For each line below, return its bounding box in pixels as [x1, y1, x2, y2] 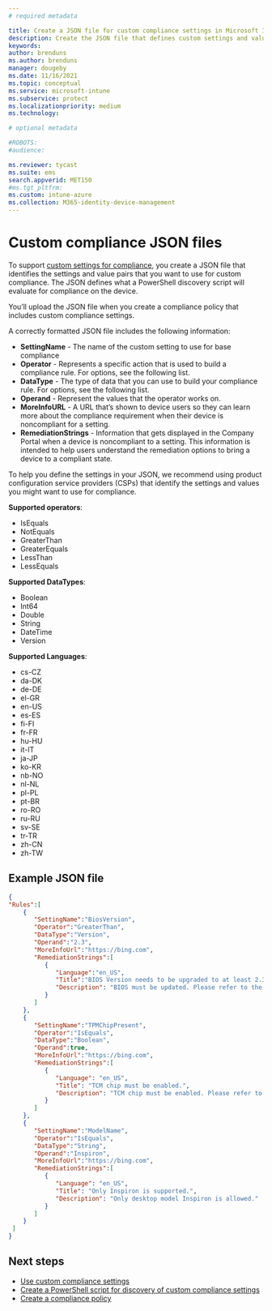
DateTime [19, 627, 53, 636]
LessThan [19, 552, 53, 562]
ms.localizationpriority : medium [8, 102, 121, 110]
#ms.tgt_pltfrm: [8, 183, 63, 191]
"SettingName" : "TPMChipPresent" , [33, 1021, 147, 1030]
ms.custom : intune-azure [8, 191, 92, 199]
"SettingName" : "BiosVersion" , [33, 915, 136, 924]
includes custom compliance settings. [8, 310, 135, 320]
